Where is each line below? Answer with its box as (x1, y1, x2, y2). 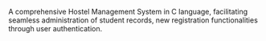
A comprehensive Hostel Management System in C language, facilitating (8, 7, 248, 16)
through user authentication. (8, 24, 103, 33)
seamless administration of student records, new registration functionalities (8, 15, 259, 25)
